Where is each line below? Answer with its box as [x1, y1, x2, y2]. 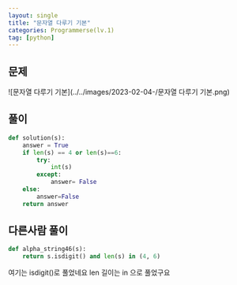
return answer [22, 200, 69, 208]
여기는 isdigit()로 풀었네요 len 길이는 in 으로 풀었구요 [8, 268, 171, 277]
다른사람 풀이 [8, 224, 69, 238]
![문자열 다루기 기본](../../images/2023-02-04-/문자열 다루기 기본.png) [8, 88, 231, 97]
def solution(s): [8, 133, 66, 142]
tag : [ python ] [8, 33, 55, 42]
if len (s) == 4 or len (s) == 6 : [22, 148, 122, 156]
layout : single [8, 11, 58, 20]
